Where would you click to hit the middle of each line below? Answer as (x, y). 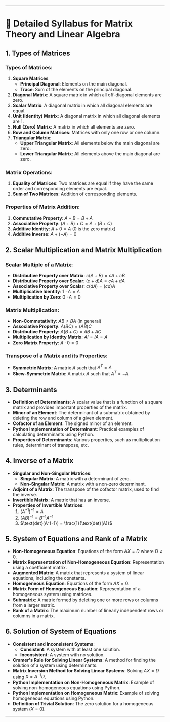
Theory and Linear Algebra (63, 35)
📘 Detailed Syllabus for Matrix (69, 24)
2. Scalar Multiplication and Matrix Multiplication (84, 250)
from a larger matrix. (34, 605)
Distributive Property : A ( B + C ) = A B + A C (57, 332)
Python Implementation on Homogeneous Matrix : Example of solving (86, 693)
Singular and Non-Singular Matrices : (52, 473)
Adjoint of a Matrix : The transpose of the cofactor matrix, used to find (86, 489)
